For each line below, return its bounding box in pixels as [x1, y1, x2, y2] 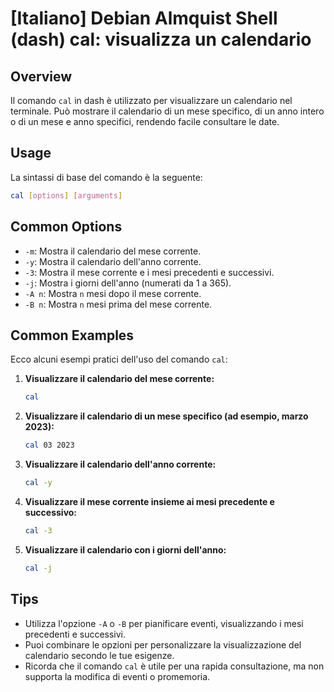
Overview [10, 68, 73, 85]
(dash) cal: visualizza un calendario [10, 28, 312, 51]
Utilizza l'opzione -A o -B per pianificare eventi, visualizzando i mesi [24, 617, 304, 629]
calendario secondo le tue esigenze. [24, 649, 175, 661]
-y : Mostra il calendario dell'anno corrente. [24, 255, 202, 267]
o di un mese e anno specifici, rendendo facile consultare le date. [10, 116, 280, 127]
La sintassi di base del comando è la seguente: [10, 171, 203, 183]
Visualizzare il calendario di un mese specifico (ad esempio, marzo [24, 410, 309, 422]
